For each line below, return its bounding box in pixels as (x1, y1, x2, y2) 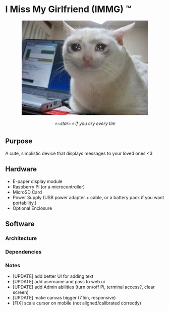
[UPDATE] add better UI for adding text (12, 273, 94, 279)
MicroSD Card (12, 189, 42, 195)
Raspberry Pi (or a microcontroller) (12, 183, 85, 190)
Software (5, 219, 35, 228)
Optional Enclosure (12, 205, 52, 211)
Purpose (5, 137, 33, 146)
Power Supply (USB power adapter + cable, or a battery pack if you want (12, 194, 164, 200)
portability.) (12, 200, 37, 206)
